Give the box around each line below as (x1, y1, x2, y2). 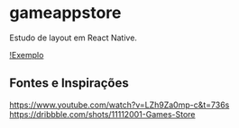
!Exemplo (9, 49, 44, 60)
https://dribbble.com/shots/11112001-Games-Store (9, 108, 196, 119)
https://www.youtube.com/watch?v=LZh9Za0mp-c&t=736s (9, 99, 230, 110)
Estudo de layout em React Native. (9, 32, 138, 43)
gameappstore (9, 3, 122, 23)
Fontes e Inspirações (9, 75, 129, 91)
